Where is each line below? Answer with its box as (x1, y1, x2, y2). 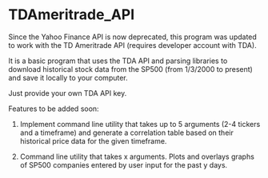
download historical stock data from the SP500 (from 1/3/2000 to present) (8, 64, 254, 73)
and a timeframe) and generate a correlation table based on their (19, 128, 234, 137)
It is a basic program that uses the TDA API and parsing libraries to (8, 56, 228, 65)
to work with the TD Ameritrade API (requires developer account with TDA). (8, 40, 258, 49)
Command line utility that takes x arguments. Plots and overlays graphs (19, 152, 254, 161)
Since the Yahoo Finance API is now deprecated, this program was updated (8, 32, 258, 42)
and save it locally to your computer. (8, 73, 128, 82)
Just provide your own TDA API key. (8, 88, 127, 97)
